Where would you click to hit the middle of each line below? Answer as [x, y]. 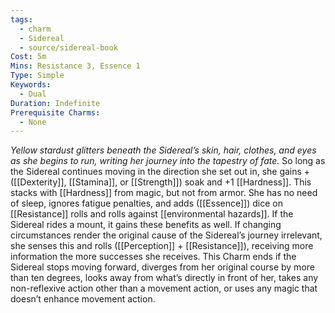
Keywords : [31, 85]
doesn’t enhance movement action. [83, 299]
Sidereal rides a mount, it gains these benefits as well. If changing [146, 225]
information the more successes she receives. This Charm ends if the [153, 257]
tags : [21, 19]
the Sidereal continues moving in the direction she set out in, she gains [156, 172]
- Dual [33, 94]
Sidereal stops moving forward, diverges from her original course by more [162, 267]
